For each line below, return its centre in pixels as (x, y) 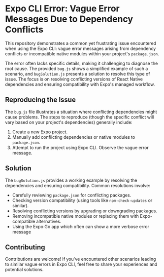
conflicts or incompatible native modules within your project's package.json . (82, 54)
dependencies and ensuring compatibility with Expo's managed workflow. (80, 84)
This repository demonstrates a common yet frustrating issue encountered (81, 43)
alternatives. (49, 221)
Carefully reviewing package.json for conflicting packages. (72, 195)
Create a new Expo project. (40, 132)
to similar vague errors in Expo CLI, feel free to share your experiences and (81, 264)
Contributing (25, 247)
